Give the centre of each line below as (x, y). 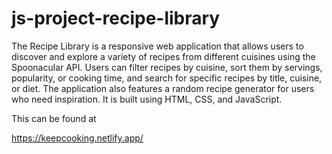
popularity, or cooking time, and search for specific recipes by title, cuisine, (167, 78)
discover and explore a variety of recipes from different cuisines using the (163, 56)
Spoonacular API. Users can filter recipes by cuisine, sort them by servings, (167, 67)
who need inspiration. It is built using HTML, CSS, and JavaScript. (147, 99)
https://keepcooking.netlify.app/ (77, 138)
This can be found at (54, 118)
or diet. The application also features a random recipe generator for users (163, 88)
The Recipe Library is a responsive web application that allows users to (157, 46)
